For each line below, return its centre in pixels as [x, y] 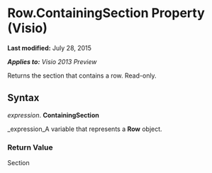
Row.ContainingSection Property [106, 13]
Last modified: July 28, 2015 [50, 48]
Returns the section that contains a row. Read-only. [82, 75]
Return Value [30, 147]
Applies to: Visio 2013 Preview [52, 61]
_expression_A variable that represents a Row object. [85, 129]
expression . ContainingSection [53, 115]
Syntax [23, 98]
